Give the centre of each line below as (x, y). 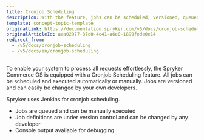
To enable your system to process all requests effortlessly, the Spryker (95, 68)
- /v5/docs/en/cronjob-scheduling (55, 51)
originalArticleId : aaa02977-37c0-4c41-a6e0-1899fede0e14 (81, 34)
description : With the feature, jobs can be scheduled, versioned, (93, 17)
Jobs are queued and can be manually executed (75, 111)
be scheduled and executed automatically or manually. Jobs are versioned (99, 81)
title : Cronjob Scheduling (40, 12)
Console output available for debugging (64, 130)
